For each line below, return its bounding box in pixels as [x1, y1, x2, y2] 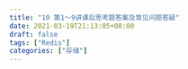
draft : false [9, 30, 58, 39]
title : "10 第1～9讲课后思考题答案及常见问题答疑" [9, 13, 180, 22]
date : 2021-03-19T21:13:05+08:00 [9, 22, 135, 30]
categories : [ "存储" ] [9, 47, 88, 56]
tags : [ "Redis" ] [9, 38, 70, 47]
